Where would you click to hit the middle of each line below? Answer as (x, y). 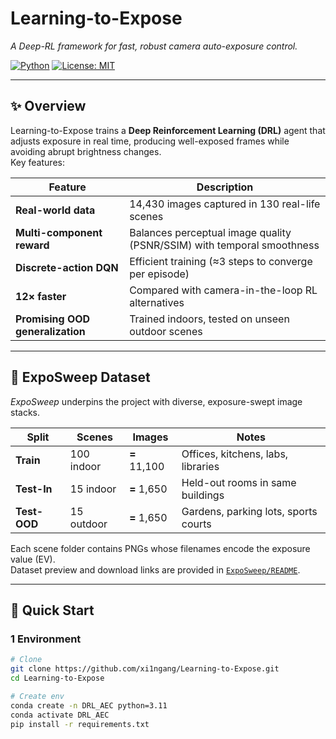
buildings (203, 495)
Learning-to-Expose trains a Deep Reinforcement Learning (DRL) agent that (168, 130)
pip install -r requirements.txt (80, 724)
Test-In (34, 489)
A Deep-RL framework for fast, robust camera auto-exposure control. (154, 46)
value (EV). (33, 559)
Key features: (37, 162)
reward (32, 245)
